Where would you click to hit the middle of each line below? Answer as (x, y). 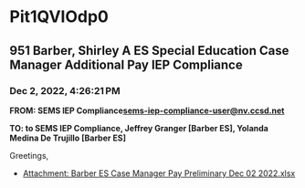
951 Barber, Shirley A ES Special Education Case (149, 51)
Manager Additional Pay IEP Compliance (126, 64)
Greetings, (29, 155)
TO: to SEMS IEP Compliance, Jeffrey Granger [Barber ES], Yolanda (139, 128)
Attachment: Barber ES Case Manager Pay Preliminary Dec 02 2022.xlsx (159, 173)
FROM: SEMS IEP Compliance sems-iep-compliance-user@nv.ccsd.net (147, 110)
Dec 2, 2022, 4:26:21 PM (65, 90)
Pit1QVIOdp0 (59, 17)
